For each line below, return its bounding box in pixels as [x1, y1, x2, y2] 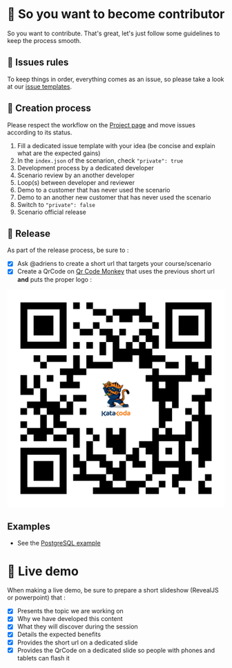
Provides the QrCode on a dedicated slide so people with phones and [17, 646, 215, 654]
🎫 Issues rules [7, 57, 69, 69]
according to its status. [7, 128, 72, 136]
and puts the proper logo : [17, 275, 92, 283]
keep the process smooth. [7, 36, 81, 44]
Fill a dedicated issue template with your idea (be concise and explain [17, 141, 215, 150]
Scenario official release [17, 208, 86, 216]
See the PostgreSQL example [17, 539, 101, 548]
